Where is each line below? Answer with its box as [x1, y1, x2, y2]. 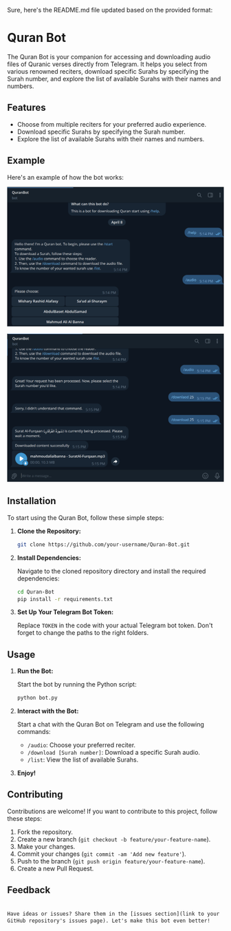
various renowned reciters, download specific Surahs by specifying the [7, 67, 209, 75]
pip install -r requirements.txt [16, 596, 113, 603]
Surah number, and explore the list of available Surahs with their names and [7, 74, 221, 83]
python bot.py [16, 695, 58, 702]
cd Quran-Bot [16, 588, 55, 595]
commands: [16, 728, 51, 736]
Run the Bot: [16, 667, 54, 676]
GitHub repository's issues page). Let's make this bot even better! [7, 917, 211, 924]
